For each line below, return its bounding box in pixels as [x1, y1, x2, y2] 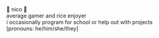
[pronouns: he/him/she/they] [6, 25, 79, 32]
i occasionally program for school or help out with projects [6, 19, 153, 25]
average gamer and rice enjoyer [6, 12, 87, 19]
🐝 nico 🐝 [6, 6, 27, 13]
